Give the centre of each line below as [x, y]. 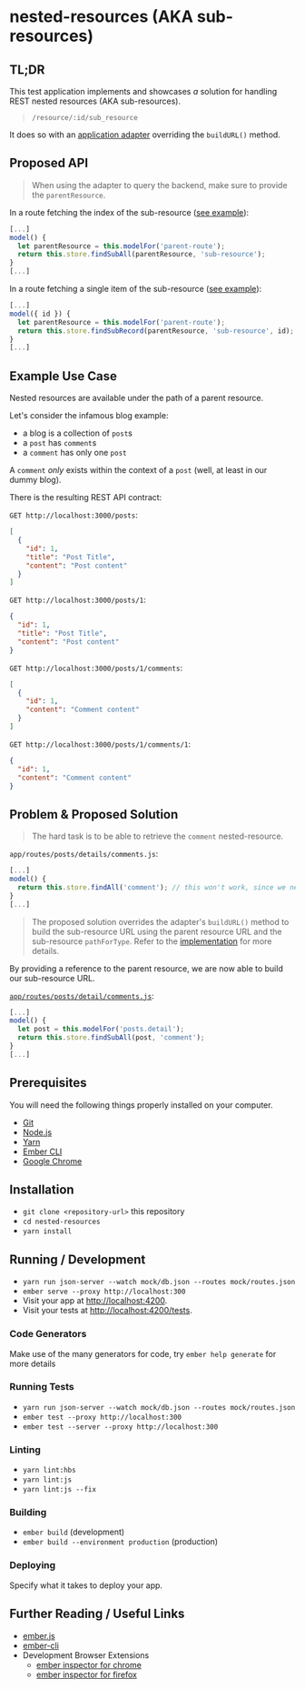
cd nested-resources [61, 1222]
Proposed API [49, 163]
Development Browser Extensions [86, 1655]
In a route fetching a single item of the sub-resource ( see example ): [136, 289]
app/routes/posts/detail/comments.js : [82, 995]
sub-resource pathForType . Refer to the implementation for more [152, 941]
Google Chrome [52, 1161]
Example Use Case [64, 376]
